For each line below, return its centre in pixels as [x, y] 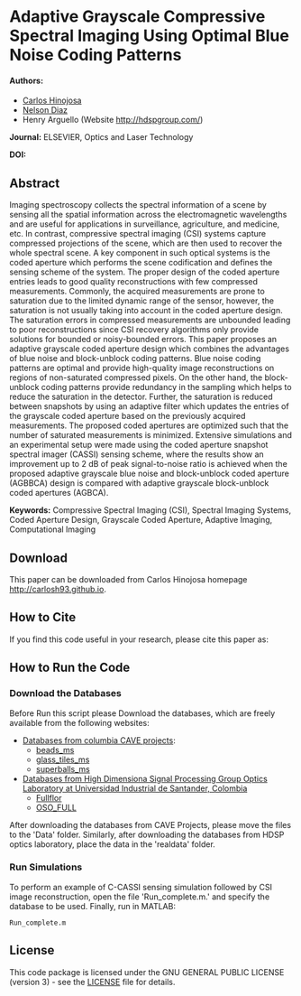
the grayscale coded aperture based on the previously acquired [128, 416]
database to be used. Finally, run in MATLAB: [92, 906]
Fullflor [49, 797]
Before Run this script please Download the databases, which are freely [142, 713]
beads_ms [55, 749]
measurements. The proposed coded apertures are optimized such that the [149, 425]
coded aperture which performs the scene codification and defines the [141, 263]
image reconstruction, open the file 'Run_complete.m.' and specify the [140, 897]
